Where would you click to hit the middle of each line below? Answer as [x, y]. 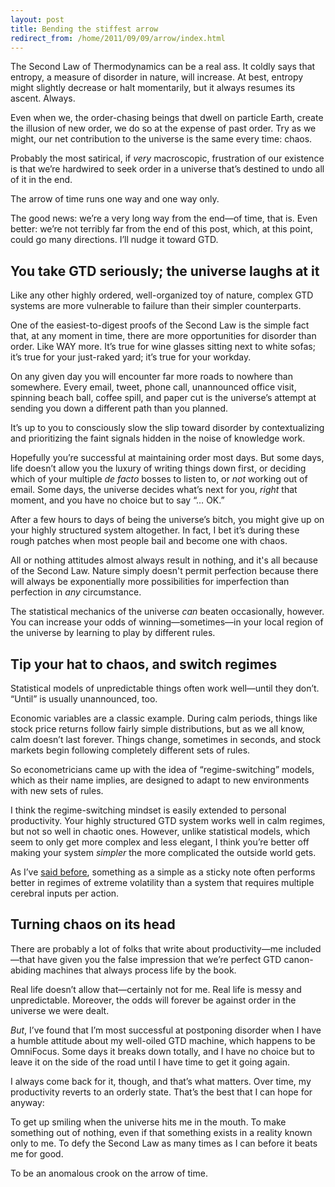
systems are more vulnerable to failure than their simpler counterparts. [156, 306]
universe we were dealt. [60, 1010]
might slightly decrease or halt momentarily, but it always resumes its [153, 88]
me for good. [37, 1153]
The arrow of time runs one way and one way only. [115, 199]
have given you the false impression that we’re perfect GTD [159, 959]
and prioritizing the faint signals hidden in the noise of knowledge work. [158, 438]
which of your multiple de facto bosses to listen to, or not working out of [159, 479]
